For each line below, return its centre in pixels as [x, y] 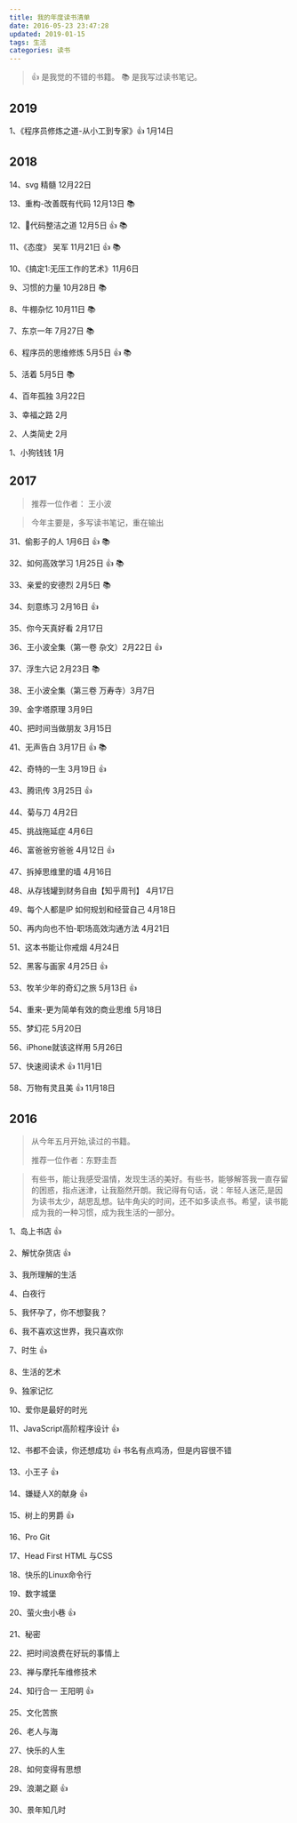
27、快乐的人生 [37, 1751]
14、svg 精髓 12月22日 [50, 184]
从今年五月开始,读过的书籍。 [83, 1141]
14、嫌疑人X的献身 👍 [48, 1494]
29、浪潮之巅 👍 [39, 1788]
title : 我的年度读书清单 [50, 17]
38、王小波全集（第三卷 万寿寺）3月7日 [82, 690]
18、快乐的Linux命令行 [50, 1575]
